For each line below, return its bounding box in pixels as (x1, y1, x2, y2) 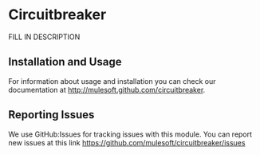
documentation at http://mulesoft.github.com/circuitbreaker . (8, 85, 206, 94)
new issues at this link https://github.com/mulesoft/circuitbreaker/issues (8, 137, 246, 147)
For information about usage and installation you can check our (8, 76, 217, 85)
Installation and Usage (8, 55, 122, 69)
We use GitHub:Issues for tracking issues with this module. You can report (8, 129, 253, 139)
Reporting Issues (8, 108, 95, 121)
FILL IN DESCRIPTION (8, 32, 81, 42)
